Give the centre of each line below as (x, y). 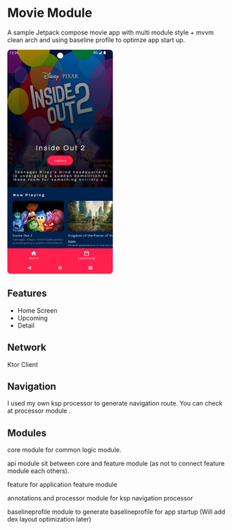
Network (27, 348)
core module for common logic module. (64, 450)
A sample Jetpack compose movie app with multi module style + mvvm (111, 32)
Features (27, 293)
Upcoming (32, 318)
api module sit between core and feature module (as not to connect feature (116, 464)
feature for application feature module (62, 485)
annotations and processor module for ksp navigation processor (100, 498)
